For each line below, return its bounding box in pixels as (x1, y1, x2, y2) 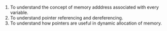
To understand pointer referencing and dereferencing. (10, 15, 123, 20)
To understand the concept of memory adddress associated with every (10, 4, 159, 10)
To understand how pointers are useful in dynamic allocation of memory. (10, 20, 162, 26)
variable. (10, 9, 29, 15)
